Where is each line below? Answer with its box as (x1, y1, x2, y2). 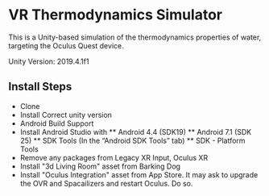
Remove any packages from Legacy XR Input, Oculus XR (19, 152, 209, 162)
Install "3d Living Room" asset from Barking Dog (19, 161, 181, 171)
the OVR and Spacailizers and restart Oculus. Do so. (19, 178, 193, 188)
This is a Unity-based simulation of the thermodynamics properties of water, (8, 32, 262, 42)
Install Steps (8, 80, 72, 94)
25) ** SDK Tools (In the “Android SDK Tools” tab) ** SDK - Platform (19, 136, 246, 145)
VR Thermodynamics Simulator (8, 6, 223, 24)
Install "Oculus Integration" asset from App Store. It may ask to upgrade (19, 169, 259, 179)
